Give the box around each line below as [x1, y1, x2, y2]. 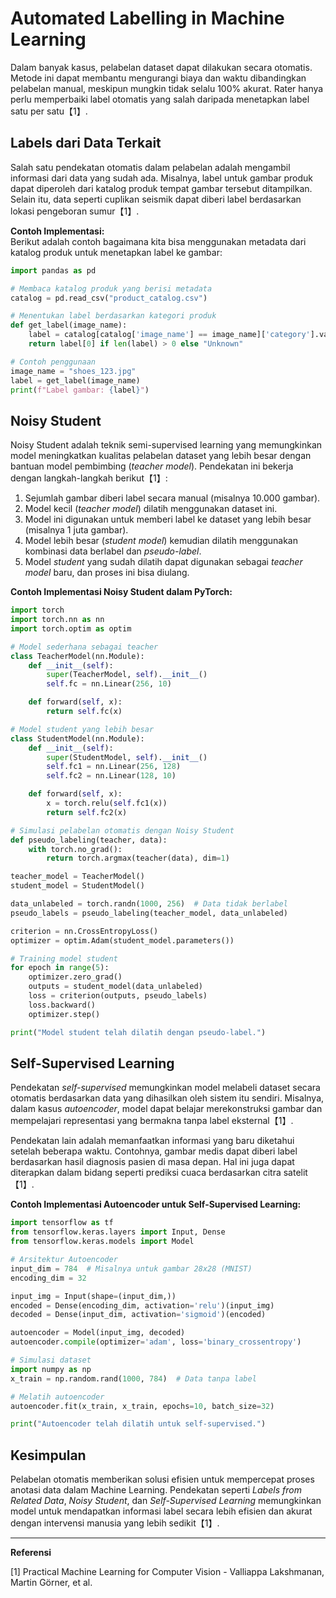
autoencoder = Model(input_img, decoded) [10, 1328, 186, 1338]
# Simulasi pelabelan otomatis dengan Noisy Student [10, 825, 235, 836]
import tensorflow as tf [10, 1218, 114, 1228]
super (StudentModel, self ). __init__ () [46, 752, 208, 762]
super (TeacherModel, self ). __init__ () [46, 670, 208, 680]
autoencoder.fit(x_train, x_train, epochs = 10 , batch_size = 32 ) [10, 1401, 275, 1411]
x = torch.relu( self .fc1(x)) [46, 798, 168, 809]
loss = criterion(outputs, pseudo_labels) [28, 991, 208, 1001]
